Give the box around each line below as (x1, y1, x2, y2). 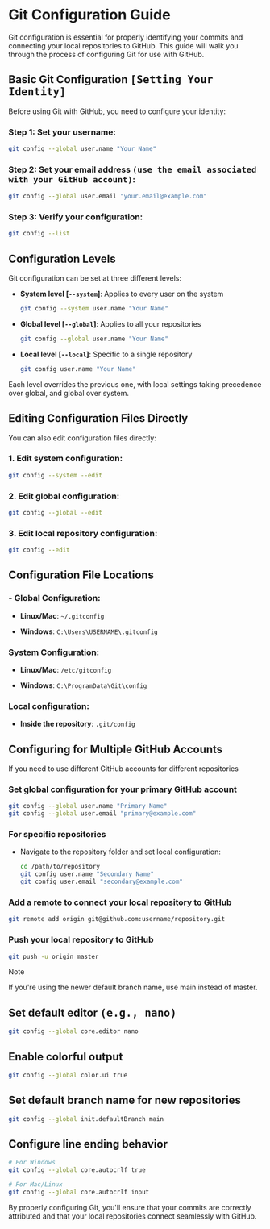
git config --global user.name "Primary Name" (8, 802, 168, 810)
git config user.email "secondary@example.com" (19, 877, 183, 886)
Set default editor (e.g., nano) (8, 1006, 177, 1019)
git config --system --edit (8, 471, 103, 479)
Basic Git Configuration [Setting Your (8, 73, 214, 86)
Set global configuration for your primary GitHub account (8, 784, 238, 795)
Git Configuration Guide (8, 6, 171, 24)
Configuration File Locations (8, 569, 155, 582)
